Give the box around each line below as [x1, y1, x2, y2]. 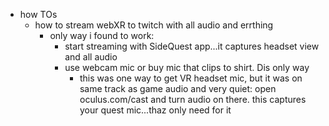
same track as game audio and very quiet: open [79, 83, 277, 94]
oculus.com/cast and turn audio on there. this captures [79, 94, 307, 105]
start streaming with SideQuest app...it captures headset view [64, 40, 320, 52]
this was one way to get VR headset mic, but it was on [79, 72, 303, 84]
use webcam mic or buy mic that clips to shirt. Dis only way [64, 62, 310, 73]
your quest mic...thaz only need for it [79, 104, 232, 116]
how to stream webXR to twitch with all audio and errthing [34, 19, 274, 31]
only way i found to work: [49, 30, 155, 41]
